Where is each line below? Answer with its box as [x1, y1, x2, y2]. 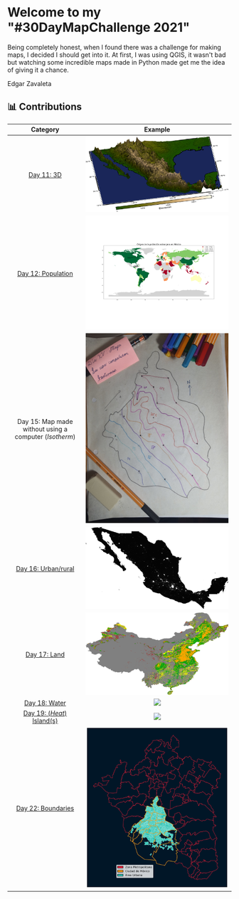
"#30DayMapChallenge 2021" [7, 19, 190, 36]
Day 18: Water [23, 698, 66, 707]
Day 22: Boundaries [16, 804, 75, 813]
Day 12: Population [17, 269, 73, 277]
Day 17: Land [25, 650, 65, 659]
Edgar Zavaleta [7, 79, 52, 87]
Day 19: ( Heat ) [23, 709, 68, 718]
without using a [22, 425, 68, 433]
